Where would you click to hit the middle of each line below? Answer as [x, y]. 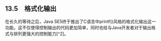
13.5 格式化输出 [31, 9]
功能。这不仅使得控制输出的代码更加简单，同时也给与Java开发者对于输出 [78, 27]
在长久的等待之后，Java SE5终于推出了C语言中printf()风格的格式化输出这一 [80, 21]
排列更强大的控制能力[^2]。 [41, 34]
